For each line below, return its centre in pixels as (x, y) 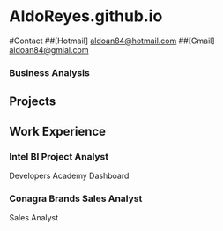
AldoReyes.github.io (86, 16)
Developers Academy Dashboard (69, 175)
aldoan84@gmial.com (49, 49)
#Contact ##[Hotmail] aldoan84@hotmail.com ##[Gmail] (112, 41)
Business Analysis (49, 72)
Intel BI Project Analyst (59, 156)
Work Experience (58, 131)
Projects (33, 102)
